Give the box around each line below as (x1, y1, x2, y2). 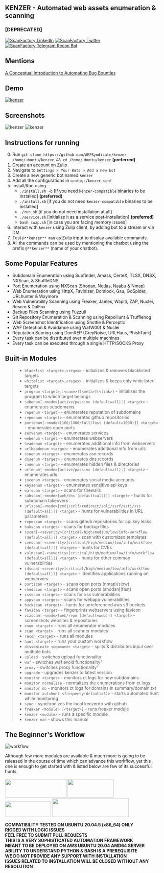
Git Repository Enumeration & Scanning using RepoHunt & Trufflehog (12, 314, 152, 320)
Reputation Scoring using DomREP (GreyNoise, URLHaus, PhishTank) (12, 329, 152, 335)
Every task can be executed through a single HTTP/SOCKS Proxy (12, 340, 144, 346)
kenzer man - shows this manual (24, 716, 89, 722)
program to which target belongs (24, 393, 91, 399)
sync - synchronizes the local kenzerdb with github (24, 700, 127, 706)
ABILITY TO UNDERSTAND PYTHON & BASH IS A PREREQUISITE (5, 848, 138, 854)
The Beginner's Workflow (5, 730, 85, 739)
